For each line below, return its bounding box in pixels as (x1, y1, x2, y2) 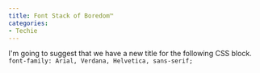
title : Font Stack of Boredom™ (8, 11, 114, 20)
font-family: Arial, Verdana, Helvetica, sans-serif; (8, 57, 194, 65)
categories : (8, 19, 48, 27)
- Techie (8, 26, 38, 34)
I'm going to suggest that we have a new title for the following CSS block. (8, 49, 252, 59)
